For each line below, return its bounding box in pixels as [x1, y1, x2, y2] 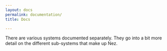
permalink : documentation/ [5, 12, 62, 17]
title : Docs [5, 17, 30, 22]
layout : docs [5, 7, 33, 13]
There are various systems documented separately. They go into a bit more [5, 35, 162, 41]
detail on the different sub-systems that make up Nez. [5, 40, 118, 46]
